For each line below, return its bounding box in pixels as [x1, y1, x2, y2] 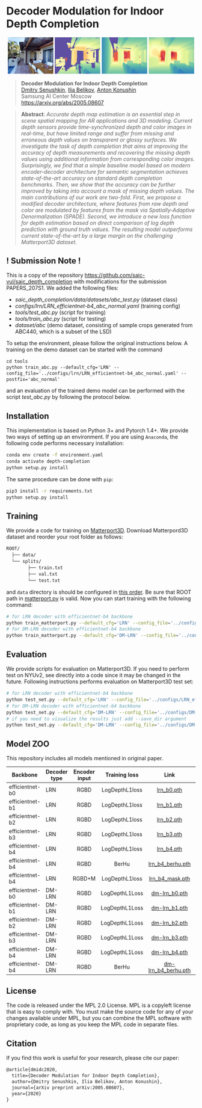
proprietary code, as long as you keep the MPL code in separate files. [6, 1021, 179, 1028]
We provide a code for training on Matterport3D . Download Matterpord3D [6, 527, 188, 534]
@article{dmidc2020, [6, 1066, 58, 1073]
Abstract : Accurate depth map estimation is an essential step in [20, 110, 180, 118]
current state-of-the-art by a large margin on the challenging [20, 232, 173, 239]
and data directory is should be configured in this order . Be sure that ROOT [6, 588, 192, 596]
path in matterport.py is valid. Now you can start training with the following [6, 594, 191, 602]
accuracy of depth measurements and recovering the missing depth [20, 149, 191, 156]
